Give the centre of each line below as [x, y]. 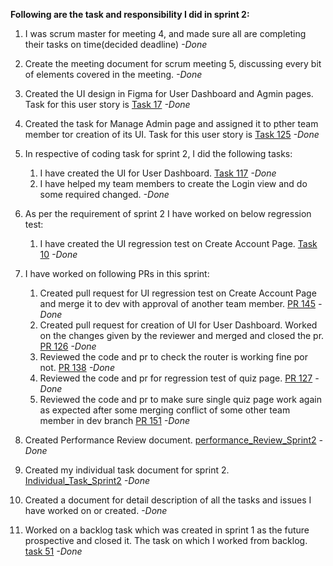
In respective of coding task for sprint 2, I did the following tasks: [158, 153]
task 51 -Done [53, 551]
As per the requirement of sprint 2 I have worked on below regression [168, 213]
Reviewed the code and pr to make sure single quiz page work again [180, 399]
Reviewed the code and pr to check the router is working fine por [173, 357]
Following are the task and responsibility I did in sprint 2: [130, 14]
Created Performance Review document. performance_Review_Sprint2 [170, 440]
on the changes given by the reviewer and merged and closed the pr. [182, 335]
